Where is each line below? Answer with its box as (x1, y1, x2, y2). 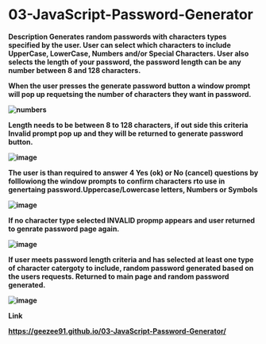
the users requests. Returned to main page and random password (8, 272, 229, 281)
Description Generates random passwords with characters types (8, 32, 227, 41)
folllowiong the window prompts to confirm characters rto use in (8, 176, 226, 186)
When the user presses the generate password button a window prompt (8, 81, 251, 91)
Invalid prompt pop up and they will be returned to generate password (8, 129, 244, 138)
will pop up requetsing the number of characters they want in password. (8, 89, 252, 99)
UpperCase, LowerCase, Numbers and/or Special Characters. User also (8, 48, 249, 58)
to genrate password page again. (8, 224, 120, 234)
